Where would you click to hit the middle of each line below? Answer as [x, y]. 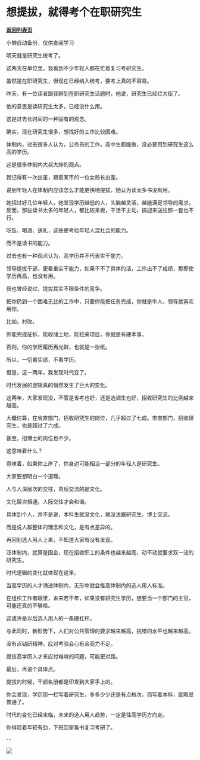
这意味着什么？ [24, 451]
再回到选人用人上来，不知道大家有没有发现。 [61, 539]
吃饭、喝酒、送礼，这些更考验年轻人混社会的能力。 [69, 230]
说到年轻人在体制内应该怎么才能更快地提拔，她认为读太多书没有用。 [90, 190]
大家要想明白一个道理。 [35, 476]
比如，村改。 [22, 321]
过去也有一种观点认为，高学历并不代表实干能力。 [66, 255]
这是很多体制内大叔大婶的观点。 [45, 164]
